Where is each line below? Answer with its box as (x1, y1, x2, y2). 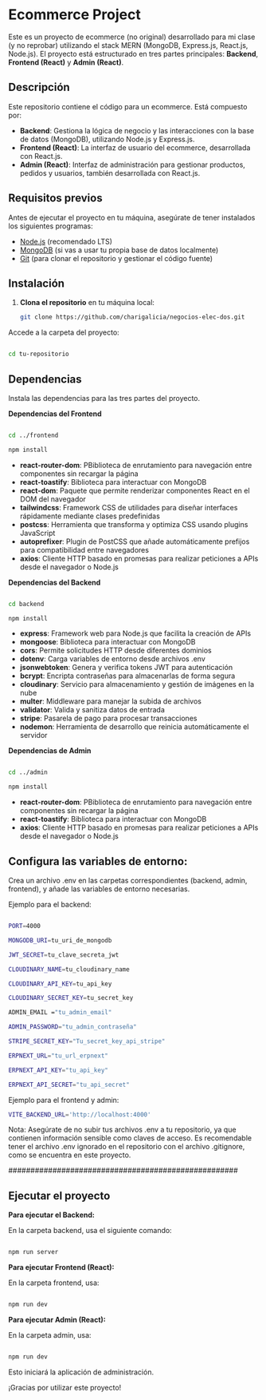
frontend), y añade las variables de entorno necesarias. (8, 884, 190, 894)
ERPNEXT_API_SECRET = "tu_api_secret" (8, 1081, 130, 1089)
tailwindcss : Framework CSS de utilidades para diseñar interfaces (19, 502, 238, 512)
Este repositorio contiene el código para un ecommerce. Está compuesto (8, 101, 248, 111)
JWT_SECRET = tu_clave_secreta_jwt (8, 950, 119, 959)
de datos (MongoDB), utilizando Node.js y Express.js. (19, 134, 195, 144)
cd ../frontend (8, 431, 59, 439)
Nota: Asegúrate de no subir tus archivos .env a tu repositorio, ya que (8, 1124, 237, 1135)
